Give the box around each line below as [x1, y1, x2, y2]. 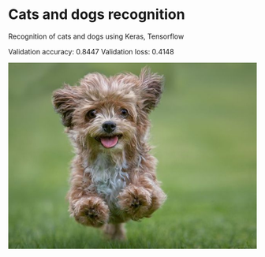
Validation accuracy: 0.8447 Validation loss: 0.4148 [8, 47, 175, 56]
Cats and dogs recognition [8, 6, 185, 24]
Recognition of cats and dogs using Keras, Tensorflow [8, 32, 185, 41]
